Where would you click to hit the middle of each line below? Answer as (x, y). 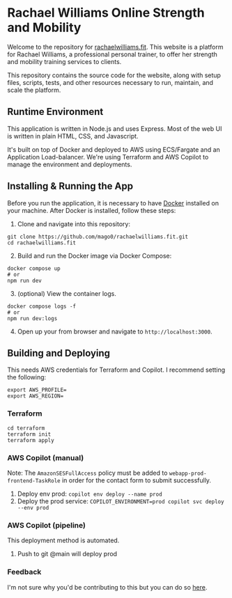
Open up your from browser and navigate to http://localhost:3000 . (115, 331)
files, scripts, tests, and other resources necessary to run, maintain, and (110, 82)
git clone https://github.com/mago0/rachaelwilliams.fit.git (98, 237)
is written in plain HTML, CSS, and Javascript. (73, 136)
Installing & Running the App (70, 186)
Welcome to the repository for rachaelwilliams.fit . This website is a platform (115, 47)
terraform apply (31, 440)
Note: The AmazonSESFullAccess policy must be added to (87, 473)
